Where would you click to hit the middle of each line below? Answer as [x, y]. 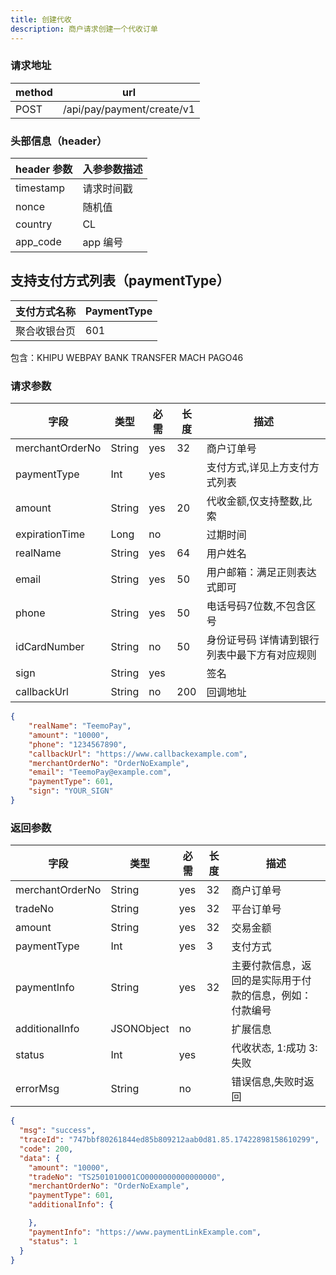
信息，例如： [281, 996]
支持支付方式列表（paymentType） [120, 281]
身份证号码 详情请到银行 [263, 640]
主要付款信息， [266, 966]
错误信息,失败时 [268, 1082]
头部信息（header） [59, 141]
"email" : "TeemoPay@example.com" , [100, 772]
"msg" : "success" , [58, 1131]
